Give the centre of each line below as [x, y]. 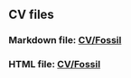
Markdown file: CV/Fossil [65, 40]
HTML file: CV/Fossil [55, 65]
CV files [32, 15]
